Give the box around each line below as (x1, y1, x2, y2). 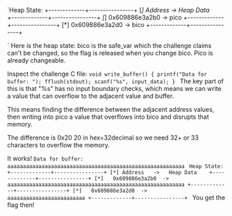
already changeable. (7, 56, 66, 65)
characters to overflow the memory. (7, 141, 110, 149)
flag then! (7, 201, 35, 209)
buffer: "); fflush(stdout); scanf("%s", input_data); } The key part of (7, 77, 224, 85)
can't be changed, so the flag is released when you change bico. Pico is (7, 49, 213, 57)
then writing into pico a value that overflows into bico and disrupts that (7, 113, 210, 121)
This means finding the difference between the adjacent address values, (7, 106, 215, 113)
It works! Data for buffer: (7, 154, 84, 163)
